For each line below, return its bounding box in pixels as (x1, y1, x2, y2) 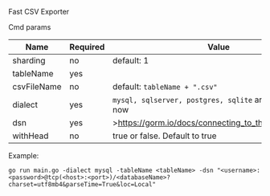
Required (69, 42, 105, 52)
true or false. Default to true (112, 130, 217, 141)
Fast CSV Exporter (8, 7, 70, 16)
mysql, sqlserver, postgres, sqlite (112, 96, 253, 104)
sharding (12, 55, 46, 66)
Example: (8, 151, 39, 160)
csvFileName (12, 81, 62, 92)
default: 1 (112, 55, 149, 66)
